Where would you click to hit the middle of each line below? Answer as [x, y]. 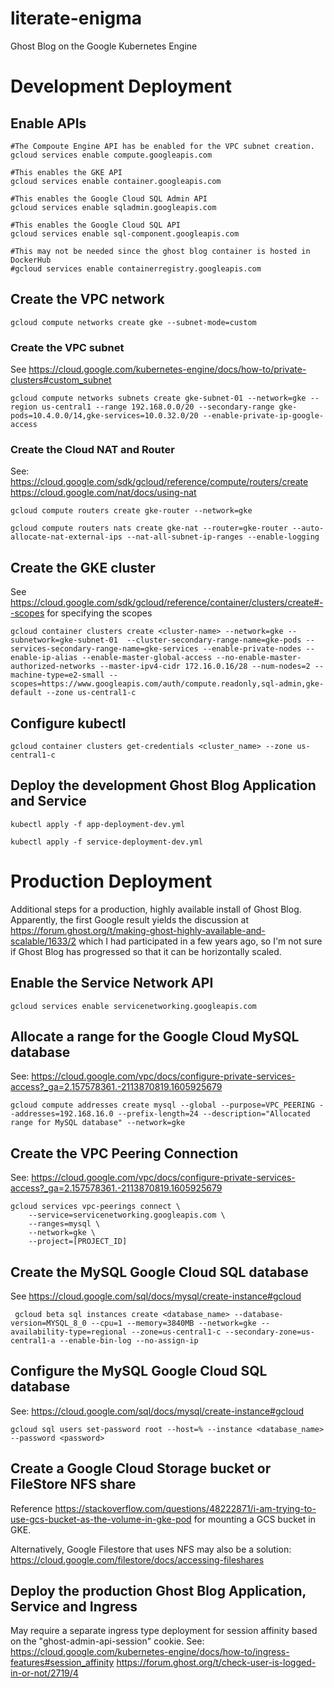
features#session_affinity [62, 1663]
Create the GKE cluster [83, 567]
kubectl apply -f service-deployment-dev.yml [106, 842]
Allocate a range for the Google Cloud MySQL [155, 1036]
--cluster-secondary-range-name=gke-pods [214, 640]
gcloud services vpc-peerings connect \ [96, 1207]
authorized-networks [53, 667]
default [26, 693]
